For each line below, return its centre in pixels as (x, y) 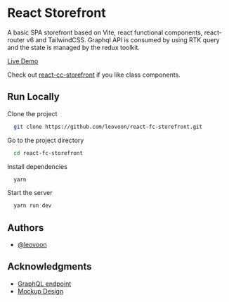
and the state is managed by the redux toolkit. (74, 47)
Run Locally (33, 97)
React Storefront (57, 13)
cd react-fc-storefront (48, 153)
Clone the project (32, 113)
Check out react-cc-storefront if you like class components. (94, 75)
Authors (26, 228)
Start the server (30, 193)
